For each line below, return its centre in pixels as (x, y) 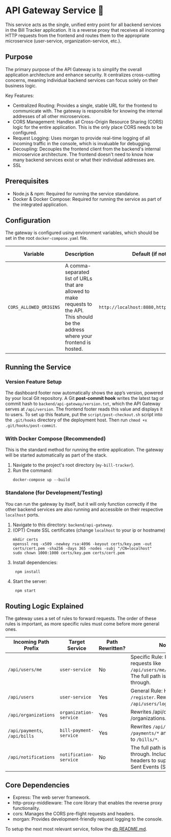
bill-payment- (77, 730)
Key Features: (20, 95)
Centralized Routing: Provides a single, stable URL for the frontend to (85, 105)
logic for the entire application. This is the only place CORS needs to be (88, 127)
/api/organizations (31, 715)
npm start (25, 591)
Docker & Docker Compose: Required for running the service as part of (87, 199)
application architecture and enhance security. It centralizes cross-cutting (83, 75)
